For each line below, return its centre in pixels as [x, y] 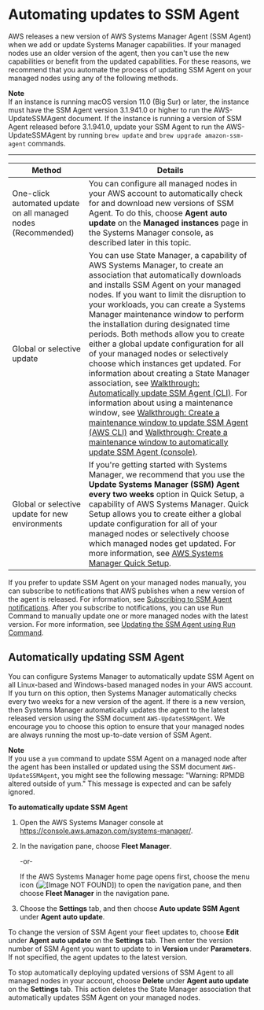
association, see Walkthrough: [145, 383]
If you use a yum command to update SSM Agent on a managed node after [128, 758]
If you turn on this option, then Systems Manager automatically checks [123, 693]
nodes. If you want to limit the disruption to [167, 294]
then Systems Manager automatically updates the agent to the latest [119, 710]
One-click [31, 193]
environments [37, 523]
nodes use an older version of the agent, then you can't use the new [119, 53]
